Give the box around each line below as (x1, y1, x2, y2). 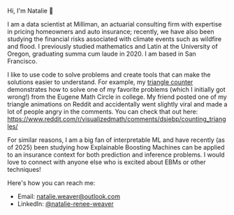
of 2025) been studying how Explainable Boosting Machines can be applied (7, 143, 225, 151)
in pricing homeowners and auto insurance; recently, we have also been (7, 28, 214, 35)
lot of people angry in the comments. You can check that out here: (7, 108, 198, 116)
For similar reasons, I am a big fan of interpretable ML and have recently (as (7, 136, 226, 144)
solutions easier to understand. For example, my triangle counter (7, 78, 193, 86)
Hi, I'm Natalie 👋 (7, 7, 54, 15)
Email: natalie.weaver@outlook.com (17, 192, 121, 200)
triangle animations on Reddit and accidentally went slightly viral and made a (7, 100, 228, 108)
